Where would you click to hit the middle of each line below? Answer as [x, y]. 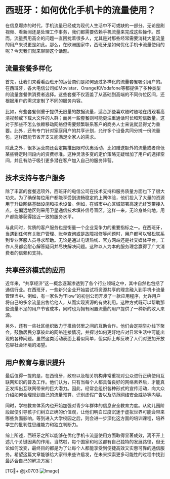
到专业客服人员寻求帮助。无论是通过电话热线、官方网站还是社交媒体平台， [83, 240]
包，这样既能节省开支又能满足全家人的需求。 [52, 137]
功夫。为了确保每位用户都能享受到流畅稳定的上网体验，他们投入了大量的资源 [85, 197]
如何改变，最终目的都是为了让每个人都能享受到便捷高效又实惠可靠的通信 [85, 448]
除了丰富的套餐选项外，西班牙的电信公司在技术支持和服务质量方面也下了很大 [85, 191]
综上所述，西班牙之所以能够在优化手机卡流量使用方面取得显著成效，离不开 [83, 435]
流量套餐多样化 [29, 68]
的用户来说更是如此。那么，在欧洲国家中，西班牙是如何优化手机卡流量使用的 [85, 44]
